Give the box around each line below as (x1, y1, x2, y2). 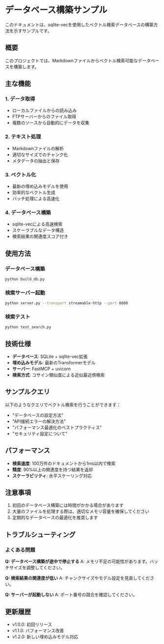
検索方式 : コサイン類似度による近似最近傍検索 (12, 372, 105, 378)
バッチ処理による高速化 (12, 196, 60, 202)
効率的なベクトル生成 (12, 190, 55, 196)
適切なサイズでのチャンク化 (12, 151, 69, 157)
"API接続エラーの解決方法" (12, 418, 66, 424)
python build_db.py (5, 277, 45, 282)
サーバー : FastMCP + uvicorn (12, 366, 71, 372)
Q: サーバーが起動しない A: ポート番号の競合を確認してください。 (5, 592, 138, 598)
